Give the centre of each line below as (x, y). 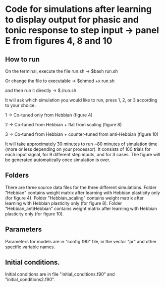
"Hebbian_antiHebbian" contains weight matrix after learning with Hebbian (81, 208)
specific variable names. (30, 247)
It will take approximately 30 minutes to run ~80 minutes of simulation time (81, 144)
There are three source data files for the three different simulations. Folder (81, 187)
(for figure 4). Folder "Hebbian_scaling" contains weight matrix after (75, 198)
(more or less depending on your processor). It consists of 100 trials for (78, 149)
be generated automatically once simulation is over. (58, 160)
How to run (23, 59)
